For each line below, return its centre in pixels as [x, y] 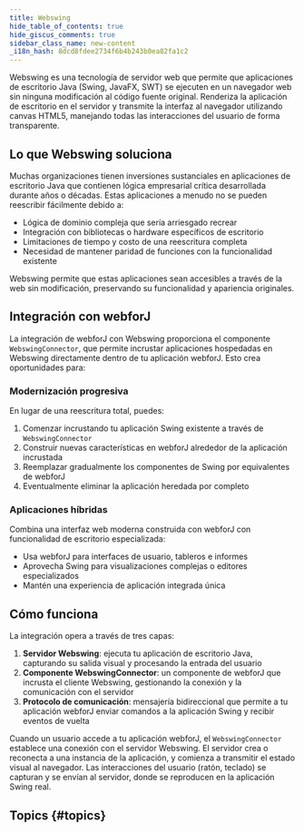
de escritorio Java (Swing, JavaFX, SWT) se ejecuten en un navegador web [151, 87]
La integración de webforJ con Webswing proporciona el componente [140, 338]
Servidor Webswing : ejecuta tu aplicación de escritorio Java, [137, 653]
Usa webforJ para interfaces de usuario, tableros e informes [135, 557]
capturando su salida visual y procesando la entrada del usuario [142, 663]
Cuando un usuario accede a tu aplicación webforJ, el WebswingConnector [146, 739]
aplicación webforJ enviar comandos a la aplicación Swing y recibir [148, 711]
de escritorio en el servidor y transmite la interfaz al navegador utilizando [146, 106]
